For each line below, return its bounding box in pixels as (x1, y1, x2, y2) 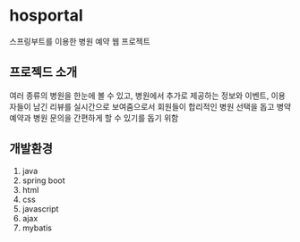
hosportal (9, 5, 83, 26)
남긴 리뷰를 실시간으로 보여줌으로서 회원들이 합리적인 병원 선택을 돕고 (32, 101, 275, 112)
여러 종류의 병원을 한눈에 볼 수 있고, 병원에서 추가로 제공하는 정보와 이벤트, (9, 90, 270, 101)
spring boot (21, 175, 65, 186)
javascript (21, 203, 59, 214)
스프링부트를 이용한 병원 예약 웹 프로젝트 (9, 36, 150, 46)
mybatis (21, 222, 52, 233)
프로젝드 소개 (9, 64, 78, 80)
